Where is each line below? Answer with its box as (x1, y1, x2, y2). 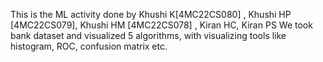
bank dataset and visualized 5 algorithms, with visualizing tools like (10, 30, 287, 41)
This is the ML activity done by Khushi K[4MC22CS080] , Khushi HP (10, 9, 292, 20)
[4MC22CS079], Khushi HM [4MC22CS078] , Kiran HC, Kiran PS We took (10, 19, 313, 31)
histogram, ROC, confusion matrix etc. (10, 40, 168, 52)
